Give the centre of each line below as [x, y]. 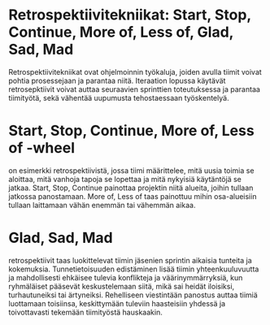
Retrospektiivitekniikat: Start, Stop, [130, 15]
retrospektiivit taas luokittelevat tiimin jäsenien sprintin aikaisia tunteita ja [130, 260]
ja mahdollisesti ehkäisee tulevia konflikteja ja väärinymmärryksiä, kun [126, 277]
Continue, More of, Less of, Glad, [121, 32]
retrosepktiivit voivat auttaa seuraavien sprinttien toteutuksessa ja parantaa [134, 89]
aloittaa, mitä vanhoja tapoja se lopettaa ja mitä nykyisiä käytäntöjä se [125, 179]
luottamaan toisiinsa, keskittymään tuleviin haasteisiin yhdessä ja [117, 303]
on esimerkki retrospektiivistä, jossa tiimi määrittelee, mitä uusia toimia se [131, 170]
